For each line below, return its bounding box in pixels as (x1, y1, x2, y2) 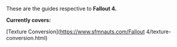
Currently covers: (6, 17, 51, 23)
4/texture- (145, 28, 172, 35)
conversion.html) (6, 35, 48, 41)
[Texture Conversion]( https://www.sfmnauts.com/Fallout (6, 28, 145, 35)
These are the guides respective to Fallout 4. (6, 5, 117, 12)
